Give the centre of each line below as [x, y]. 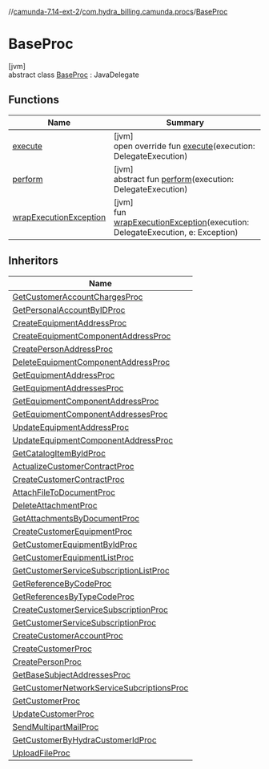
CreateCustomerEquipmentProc [72, 531]
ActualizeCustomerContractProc [73, 466]
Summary [185, 122]
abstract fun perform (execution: [174, 179]
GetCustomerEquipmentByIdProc [75, 544]
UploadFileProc [41, 753]
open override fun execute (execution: [184, 146]
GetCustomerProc [46, 701]
